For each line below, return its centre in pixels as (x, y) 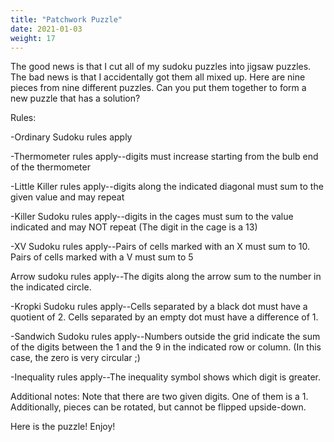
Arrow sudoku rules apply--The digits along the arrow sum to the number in (166, 277)
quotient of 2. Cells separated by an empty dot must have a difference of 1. (164, 317)
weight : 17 (33, 38)
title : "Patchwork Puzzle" (66, 19)
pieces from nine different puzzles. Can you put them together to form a (158, 88)
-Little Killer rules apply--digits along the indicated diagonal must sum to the (167, 187)
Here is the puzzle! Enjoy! (63, 427)
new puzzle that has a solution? (75, 98)
